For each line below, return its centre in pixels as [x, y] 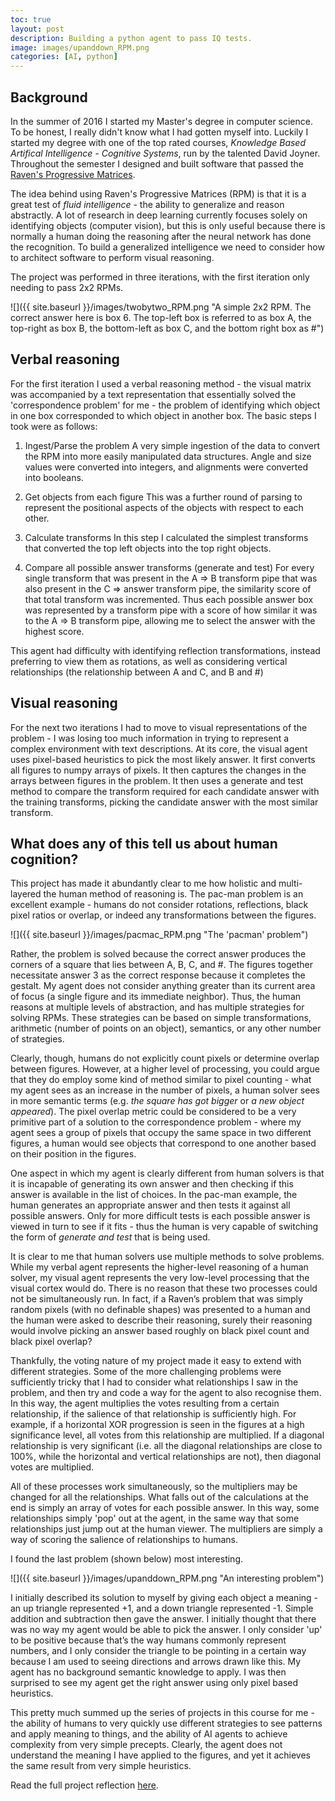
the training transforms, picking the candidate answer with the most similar [164, 802]
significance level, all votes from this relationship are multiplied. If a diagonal [167, 1435]
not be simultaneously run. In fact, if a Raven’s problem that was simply [156, 1299]
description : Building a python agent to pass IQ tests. [131, 38]
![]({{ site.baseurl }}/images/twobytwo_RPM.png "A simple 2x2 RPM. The [161, 307]
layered [26, 894]
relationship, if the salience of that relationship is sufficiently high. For [153, 1414]
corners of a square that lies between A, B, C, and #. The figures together [161, 965]
